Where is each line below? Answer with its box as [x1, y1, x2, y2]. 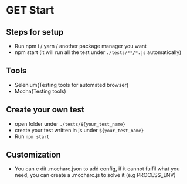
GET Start [6, 4, 55, 17]
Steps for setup [6, 27, 64, 37]
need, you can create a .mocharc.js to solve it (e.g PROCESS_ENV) [14, 172, 176, 179]
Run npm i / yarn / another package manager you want [14, 42, 147, 49]
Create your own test [6, 105, 85, 115]
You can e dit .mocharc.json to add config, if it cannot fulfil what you [14, 165, 180, 172]
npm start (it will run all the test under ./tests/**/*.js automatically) [14, 49, 182, 56]
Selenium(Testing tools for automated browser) [14, 81, 129, 88]
